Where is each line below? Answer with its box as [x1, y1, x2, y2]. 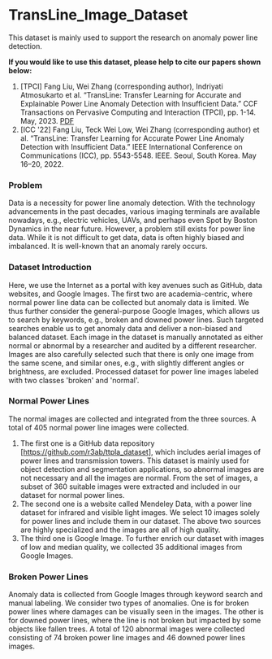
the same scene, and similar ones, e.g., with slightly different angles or [8, 358, 245, 368]
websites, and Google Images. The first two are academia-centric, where [8, 289, 253, 299]
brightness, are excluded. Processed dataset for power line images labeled [8, 366, 259, 376]
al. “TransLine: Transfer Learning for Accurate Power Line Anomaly [19, 133, 245, 143]
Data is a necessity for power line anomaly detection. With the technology [8, 198, 256, 208]
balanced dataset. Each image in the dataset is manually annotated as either [8, 332, 264, 342]
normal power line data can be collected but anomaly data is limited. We [8, 297, 249, 307]
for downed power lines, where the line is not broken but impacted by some [8, 616, 261, 626]
